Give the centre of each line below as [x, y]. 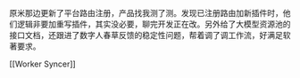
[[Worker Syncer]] [42, 64]
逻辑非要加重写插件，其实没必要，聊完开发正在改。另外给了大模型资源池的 [154, 24]
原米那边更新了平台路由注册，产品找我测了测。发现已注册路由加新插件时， [146, 13]
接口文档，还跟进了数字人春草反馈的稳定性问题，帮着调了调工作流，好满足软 [150, 35]
